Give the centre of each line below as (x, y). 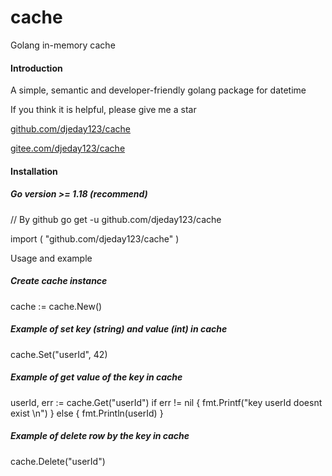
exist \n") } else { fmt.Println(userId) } (87, 413)
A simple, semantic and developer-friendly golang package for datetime (158, 90)
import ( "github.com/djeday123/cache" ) (95, 238)
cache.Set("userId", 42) (59, 354)
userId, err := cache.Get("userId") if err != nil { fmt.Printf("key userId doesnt (166, 402)
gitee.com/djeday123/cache (68, 148)
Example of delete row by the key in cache (100, 436)
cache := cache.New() (56, 306)
